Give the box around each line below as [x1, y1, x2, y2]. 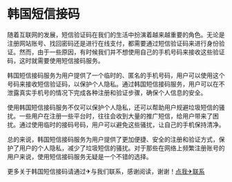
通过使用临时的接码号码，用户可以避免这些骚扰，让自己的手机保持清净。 [19, 120, 225, 129]
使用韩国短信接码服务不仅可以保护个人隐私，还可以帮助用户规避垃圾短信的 [7, 103, 219, 111]
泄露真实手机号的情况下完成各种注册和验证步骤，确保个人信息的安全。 [7, 88, 207, 97]
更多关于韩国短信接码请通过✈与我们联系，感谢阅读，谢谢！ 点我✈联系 [7, 167, 205, 175]
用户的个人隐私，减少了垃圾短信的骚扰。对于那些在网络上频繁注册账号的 [19, 143, 225, 152]
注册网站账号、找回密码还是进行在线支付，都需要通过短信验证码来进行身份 [7, 39, 219, 47]
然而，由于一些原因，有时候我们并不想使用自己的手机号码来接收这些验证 [19, 48, 225, 56]
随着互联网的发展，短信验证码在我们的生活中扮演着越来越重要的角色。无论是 [7, 30, 225, 39]
